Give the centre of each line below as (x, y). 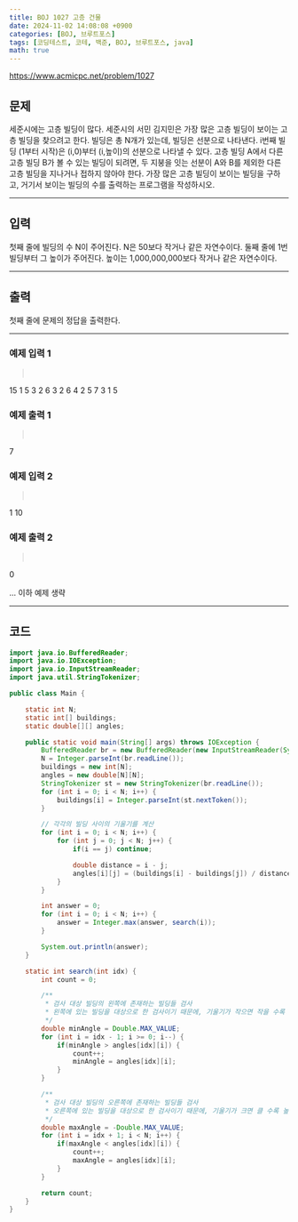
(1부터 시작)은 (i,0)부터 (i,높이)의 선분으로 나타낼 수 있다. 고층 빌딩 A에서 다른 (151, 151)
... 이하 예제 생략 (38, 592)
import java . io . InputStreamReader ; (75, 669)
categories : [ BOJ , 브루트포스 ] (62, 34)
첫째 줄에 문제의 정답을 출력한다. (65, 320)
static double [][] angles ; (75, 726)
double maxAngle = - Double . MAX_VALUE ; (113, 1127)
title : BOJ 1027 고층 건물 (55, 17)
